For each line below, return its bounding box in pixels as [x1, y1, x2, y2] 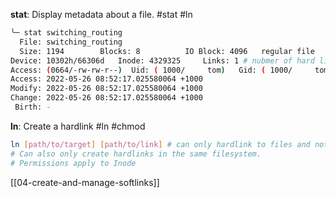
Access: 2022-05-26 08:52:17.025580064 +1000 [10, 74, 203, 84]
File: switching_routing [19, 37, 123, 47]
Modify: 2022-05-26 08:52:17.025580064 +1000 [10, 84, 203, 94]
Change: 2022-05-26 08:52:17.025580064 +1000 [10, 93, 203, 103]
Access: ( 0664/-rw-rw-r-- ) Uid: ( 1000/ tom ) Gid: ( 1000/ [10, 65, 293, 75]
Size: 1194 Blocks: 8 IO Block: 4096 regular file [19, 46, 315, 56]
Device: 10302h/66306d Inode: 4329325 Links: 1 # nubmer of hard [10, 55, 315, 66]
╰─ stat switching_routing [10, 28, 123, 38]
